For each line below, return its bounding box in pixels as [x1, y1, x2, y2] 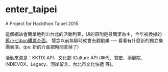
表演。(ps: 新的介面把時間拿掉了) [9, 43, 79, 50]
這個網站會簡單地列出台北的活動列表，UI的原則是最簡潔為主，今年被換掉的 [5, 31, 162, 37]
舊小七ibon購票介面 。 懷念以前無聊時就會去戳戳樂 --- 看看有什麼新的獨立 [5, 37, 159, 43]
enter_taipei [5, 4, 57, 15]
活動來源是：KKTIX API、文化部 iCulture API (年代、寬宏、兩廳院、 [5, 55, 146, 61]
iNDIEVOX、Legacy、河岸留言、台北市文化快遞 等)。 [5, 61, 116, 67]
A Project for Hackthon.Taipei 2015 [5, 20, 79, 27]
